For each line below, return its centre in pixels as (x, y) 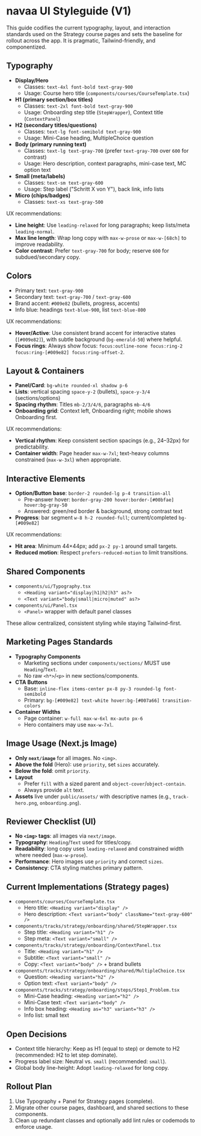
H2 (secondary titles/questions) (56, 125)
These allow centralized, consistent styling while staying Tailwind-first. (94, 623)
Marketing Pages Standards (60, 642)
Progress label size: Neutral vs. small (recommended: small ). (91, 1061)
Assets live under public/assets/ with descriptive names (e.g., (93, 796)
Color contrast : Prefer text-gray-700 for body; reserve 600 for (92, 250)
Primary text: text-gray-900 (49, 290)
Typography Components (48, 656)
